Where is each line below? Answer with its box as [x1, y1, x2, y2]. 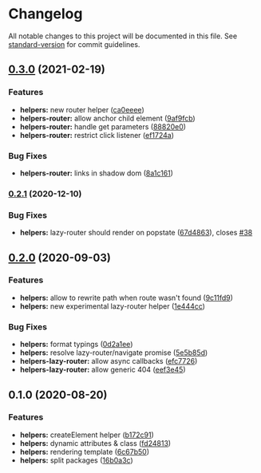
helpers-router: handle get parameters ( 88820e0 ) [19, 121, 186, 132]
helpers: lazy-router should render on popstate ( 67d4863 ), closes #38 [19, 228, 253, 238]
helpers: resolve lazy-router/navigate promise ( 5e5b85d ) [19, 348, 208, 357]
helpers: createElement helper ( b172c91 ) [19, 430, 154, 439]
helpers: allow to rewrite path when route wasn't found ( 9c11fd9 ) [19, 293, 234, 302]
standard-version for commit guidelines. [8, 39, 140, 49]
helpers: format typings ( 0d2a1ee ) [19, 340, 133, 349]
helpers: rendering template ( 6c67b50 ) [19, 447, 150, 456]
